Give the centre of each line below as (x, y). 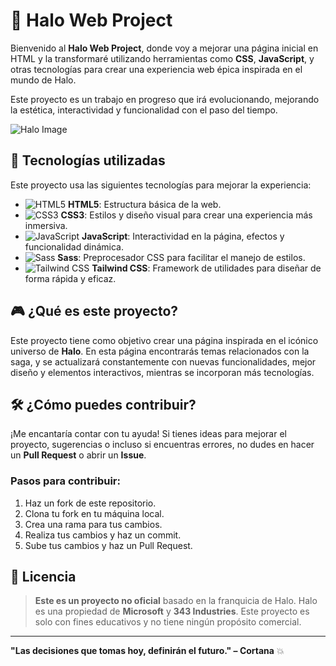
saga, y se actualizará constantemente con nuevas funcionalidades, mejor (163, 361)
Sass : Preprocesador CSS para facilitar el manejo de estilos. (181, 257)
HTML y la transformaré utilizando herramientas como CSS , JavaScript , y (162, 58)
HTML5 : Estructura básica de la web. (145, 204)
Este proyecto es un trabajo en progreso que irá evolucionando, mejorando (165, 99)
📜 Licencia (43, 577)
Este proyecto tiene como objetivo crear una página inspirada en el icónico (164, 340)
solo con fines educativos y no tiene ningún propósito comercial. (168, 622)
